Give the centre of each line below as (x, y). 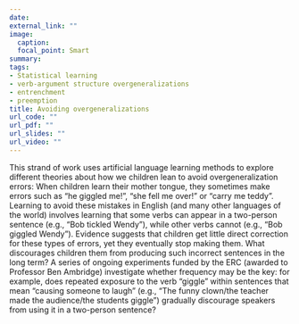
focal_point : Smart (54, 51)
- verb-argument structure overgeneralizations (100, 84)
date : (19, 17)
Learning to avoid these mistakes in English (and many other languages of (145, 205)
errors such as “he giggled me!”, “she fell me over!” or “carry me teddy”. (141, 195)
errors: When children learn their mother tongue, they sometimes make (140, 186)
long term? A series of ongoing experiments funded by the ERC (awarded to (149, 262)
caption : (33, 42)
